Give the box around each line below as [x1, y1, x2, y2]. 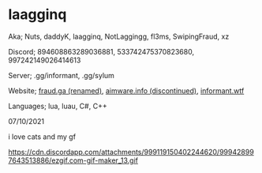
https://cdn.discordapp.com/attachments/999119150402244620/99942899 [8, 147, 254, 156]
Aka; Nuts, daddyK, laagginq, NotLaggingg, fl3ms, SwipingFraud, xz [8, 32, 230, 41]
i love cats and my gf [8, 132, 77, 141]
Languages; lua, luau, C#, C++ [8, 101, 108, 111]
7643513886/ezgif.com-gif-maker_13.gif [8, 156, 138, 165]
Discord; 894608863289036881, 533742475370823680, [8, 47, 195, 56]
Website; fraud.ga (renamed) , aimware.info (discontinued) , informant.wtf [8, 85, 245, 96]
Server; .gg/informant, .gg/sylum [8, 70, 114, 80]
